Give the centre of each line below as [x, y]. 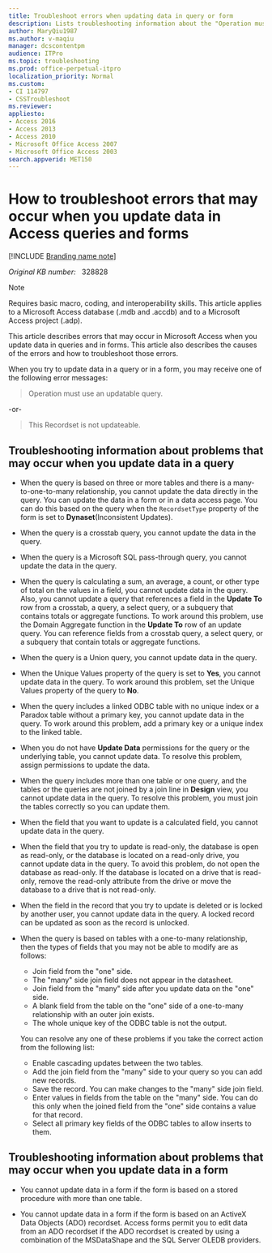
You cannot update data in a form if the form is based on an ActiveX [133, 1214]
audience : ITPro [36, 54]
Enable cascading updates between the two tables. [118, 1063]
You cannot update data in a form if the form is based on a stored [129, 1190]
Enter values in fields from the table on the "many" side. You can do [145, 1097]
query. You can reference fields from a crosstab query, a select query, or [141, 633]
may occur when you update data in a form [119, 1170]
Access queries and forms [99, 234]
